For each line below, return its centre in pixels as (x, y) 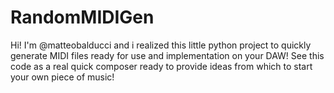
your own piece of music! (62, 77)
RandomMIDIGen (82, 17)
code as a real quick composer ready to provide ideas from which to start (161, 66)
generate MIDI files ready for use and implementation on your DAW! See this (167, 55)
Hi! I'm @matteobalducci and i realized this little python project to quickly (161, 45)
